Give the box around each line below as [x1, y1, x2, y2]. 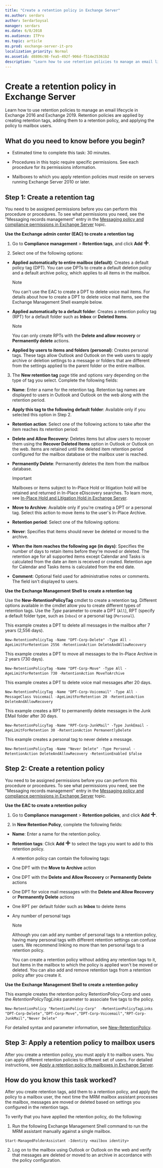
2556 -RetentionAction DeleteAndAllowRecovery [50, 642, 147, 647]
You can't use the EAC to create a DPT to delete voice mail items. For [12, 289, 150, 295]
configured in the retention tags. [5, 1104, 69, 1110]
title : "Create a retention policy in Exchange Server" [5, 8, 120, 13]
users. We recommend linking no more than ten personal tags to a [12, 942, 144, 948]
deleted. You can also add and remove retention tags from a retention [12, 967, 151, 973]
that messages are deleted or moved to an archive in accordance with [12, 1152, 152, 1158]
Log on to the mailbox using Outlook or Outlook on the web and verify [12, 1147, 151, 1153]
